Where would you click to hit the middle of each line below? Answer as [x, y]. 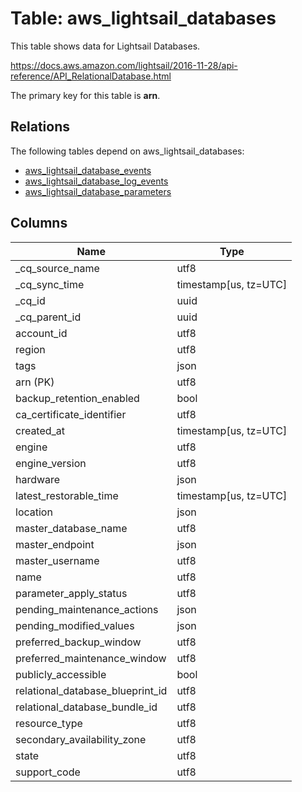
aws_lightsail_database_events [88, 170]
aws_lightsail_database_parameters [98, 191]
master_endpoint [55, 544]
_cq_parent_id [48, 317]
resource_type [49, 723]
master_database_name [71, 528]
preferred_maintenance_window [91, 658]
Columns [39, 223]
